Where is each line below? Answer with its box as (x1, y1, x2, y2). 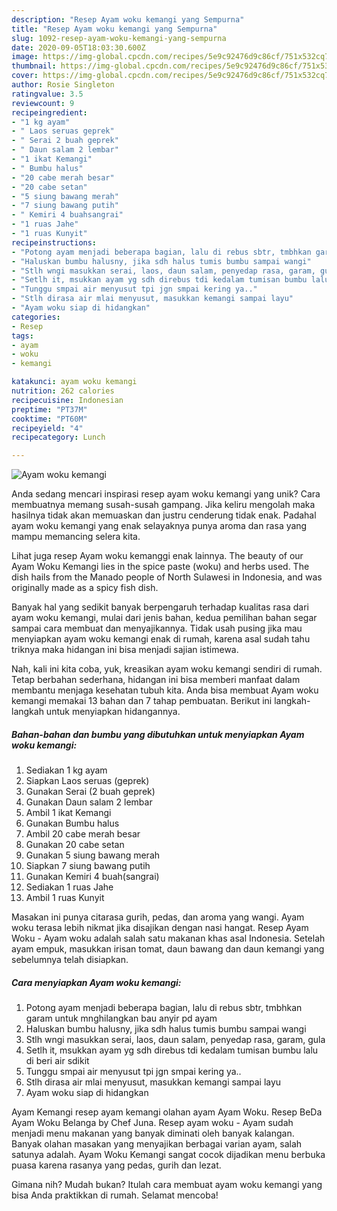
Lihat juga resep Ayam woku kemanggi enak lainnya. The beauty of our (11, 550, 304, 562)
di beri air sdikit (25, 1055, 90, 1067)
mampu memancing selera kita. (11, 531, 141, 543)
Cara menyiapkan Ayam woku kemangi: (11, 976, 182, 988)
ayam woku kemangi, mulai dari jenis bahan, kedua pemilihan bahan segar (11, 612, 318, 624)
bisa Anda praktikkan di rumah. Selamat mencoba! (11, 1189, 219, 1201)
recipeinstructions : (11, 237, 98, 248)
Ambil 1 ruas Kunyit (25, 892, 105, 904)
